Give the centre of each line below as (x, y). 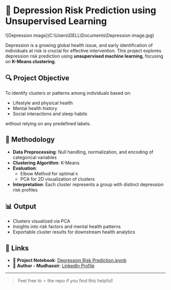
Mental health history (35, 108)
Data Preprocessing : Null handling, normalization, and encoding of (83, 152)
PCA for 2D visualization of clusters (58, 179)
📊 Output (21, 206)
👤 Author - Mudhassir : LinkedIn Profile (54, 266)
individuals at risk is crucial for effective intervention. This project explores (83, 50)
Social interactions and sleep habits (50, 114)
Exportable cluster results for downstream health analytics (74, 232)
